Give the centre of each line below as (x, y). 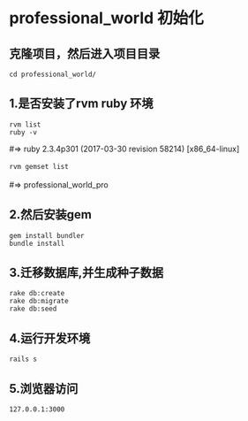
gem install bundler (47, 235)
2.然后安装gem (51, 214)
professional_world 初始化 (107, 18)
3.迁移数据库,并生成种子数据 (86, 273)
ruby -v (23, 132)
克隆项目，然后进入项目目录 (85, 54)
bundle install (37, 243)
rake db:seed (33, 309)
